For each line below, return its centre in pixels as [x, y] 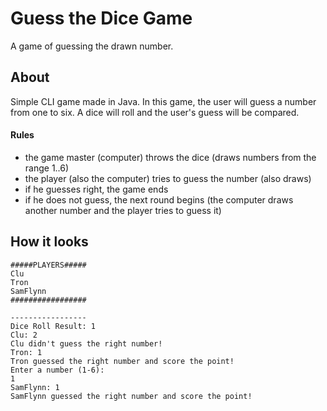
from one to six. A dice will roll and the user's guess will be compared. [155, 112]
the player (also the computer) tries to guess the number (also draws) [168, 178]
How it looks [49, 242]
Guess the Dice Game [101, 18]
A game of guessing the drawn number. [92, 46]
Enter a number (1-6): [57, 370]
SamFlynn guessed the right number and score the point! [131, 396]
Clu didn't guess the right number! [86, 343]
